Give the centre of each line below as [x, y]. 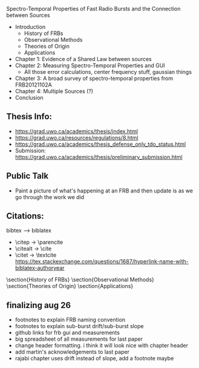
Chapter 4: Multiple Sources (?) [54, 91]
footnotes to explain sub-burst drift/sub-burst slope [79, 326]
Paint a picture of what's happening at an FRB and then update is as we [104, 191]
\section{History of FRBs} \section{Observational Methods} [80, 280]
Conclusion [29, 97]
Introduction [30, 27]
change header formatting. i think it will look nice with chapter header [102, 346]
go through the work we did [50, 197]
